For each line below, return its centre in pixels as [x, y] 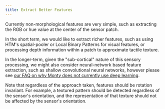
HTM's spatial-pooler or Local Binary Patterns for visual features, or [75, 44]
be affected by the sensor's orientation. [46, 101]
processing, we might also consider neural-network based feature [73, 64]
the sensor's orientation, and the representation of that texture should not [81, 95]
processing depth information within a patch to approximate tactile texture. [82, 49]
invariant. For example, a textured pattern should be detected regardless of [82, 90]
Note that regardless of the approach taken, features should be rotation [79, 85]
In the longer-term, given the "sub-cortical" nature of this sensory [73, 59]
